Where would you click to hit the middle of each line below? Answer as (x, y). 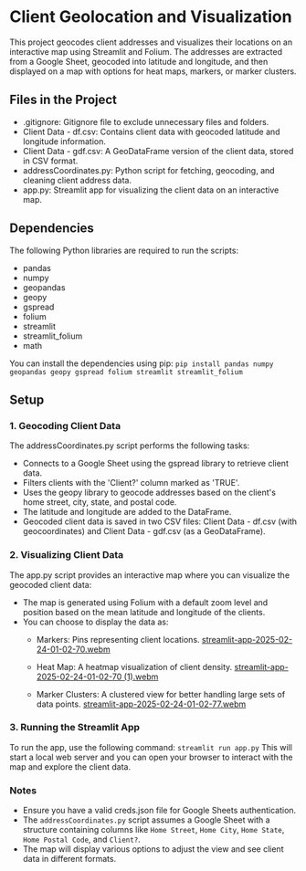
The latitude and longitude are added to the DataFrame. (127, 512)
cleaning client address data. (77, 180)
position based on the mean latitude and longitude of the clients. (144, 612)
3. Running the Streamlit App (74, 728)
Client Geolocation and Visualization (151, 17)
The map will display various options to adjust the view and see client (153, 849)
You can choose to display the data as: (95, 622)
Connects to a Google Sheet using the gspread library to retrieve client (156, 464)
